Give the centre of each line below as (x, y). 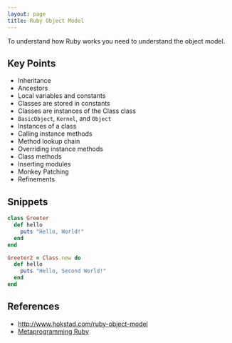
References (33, 307)
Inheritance (35, 81)
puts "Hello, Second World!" (63, 271)
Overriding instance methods (60, 149)
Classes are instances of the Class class (77, 111)
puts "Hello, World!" (52, 232)
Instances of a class (47, 126)
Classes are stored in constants (64, 104)
